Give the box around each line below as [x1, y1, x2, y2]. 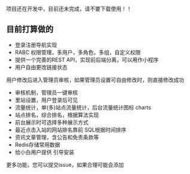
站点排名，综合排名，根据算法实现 [14, 111, 99, 118]
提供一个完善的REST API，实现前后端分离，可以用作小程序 [14, 56, 159, 63]
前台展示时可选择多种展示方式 [14, 119, 88, 126]
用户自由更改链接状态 [14, 63, 68, 70]
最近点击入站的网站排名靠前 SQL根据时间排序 [14, 126, 127, 133]
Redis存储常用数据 [14, 141, 61, 148]
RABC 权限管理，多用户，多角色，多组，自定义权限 [14, 48, 141, 55]
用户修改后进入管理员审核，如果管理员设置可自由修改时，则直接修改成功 [6, 76, 184, 83]
